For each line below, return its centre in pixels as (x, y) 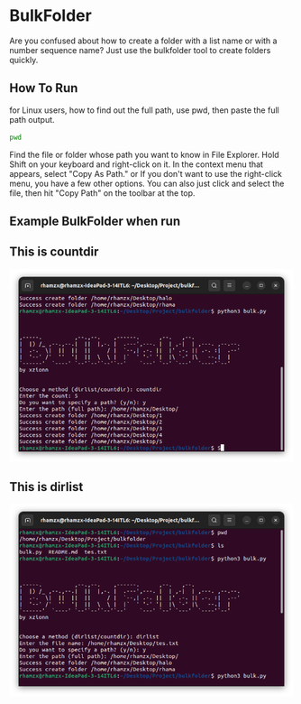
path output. (32, 119)
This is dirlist (46, 487)
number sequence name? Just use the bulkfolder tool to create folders (140, 50)
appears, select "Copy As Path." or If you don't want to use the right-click (146, 173)
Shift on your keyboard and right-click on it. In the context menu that (137, 164)
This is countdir (54, 252)
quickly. (24, 60)
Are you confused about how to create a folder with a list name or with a (143, 41)
